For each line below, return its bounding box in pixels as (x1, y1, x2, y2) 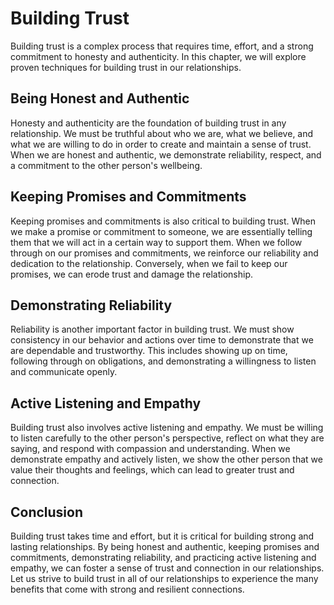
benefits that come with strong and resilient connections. (10, 583, 245, 595)
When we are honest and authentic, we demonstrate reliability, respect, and (10, 148, 322, 161)
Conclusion (10, 503, 84, 521)
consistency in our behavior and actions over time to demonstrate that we (10, 334, 314, 346)
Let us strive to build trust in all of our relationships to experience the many (10, 573, 319, 584)
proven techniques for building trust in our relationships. (10, 61, 242, 73)
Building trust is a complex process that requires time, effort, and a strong (10, 40, 314, 52)
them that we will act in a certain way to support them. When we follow (10, 236, 303, 248)
